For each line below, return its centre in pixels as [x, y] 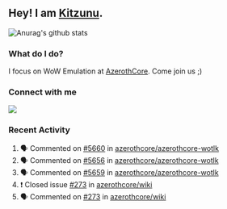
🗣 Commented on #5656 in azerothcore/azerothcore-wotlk [120, 160]
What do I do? [36, 53]
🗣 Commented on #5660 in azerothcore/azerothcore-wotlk [120, 148]
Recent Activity [40, 130]
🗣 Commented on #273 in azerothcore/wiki [93, 196]
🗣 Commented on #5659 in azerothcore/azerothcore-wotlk [120, 172]
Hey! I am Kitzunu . [56, 13]
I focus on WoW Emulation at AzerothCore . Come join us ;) [105, 71]
